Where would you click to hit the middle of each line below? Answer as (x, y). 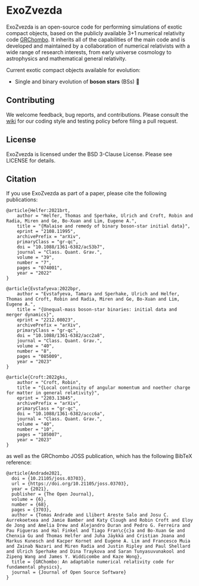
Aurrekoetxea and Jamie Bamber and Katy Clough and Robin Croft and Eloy (100, 520)
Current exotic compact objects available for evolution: (74, 70)
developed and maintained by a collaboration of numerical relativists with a (98, 46)
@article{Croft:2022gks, (37, 378)
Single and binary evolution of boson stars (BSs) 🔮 (77, 82)
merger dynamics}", (30, 315)
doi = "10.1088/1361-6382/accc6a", (61, 414)
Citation (21, 179)
